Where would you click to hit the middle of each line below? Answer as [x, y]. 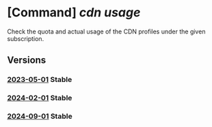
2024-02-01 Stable [40, 98]
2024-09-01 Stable [40, 116]
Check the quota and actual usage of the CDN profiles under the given [106, 31]
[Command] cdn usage [74, 13]
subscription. [26, 38]
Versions [27, 60]
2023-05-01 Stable [40, 80]
